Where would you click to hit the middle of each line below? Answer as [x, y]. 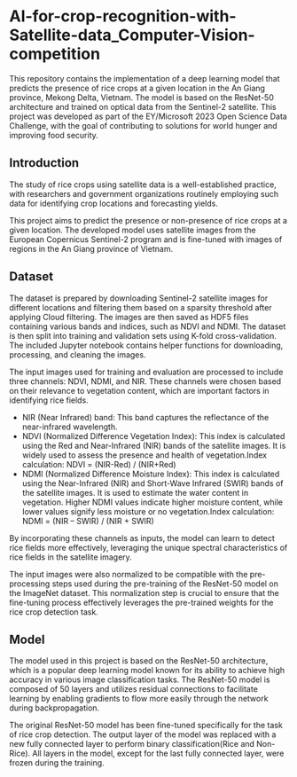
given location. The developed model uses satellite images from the [133, 230]
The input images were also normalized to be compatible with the [129, 574]
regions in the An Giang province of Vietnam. [91, 248]
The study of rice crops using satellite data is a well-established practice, [143, 184]
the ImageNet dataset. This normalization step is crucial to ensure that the [144, 593]
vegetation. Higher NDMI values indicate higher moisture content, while [152, 502]
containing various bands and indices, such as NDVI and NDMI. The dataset [148, 326]
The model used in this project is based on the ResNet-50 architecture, [139, 661]
